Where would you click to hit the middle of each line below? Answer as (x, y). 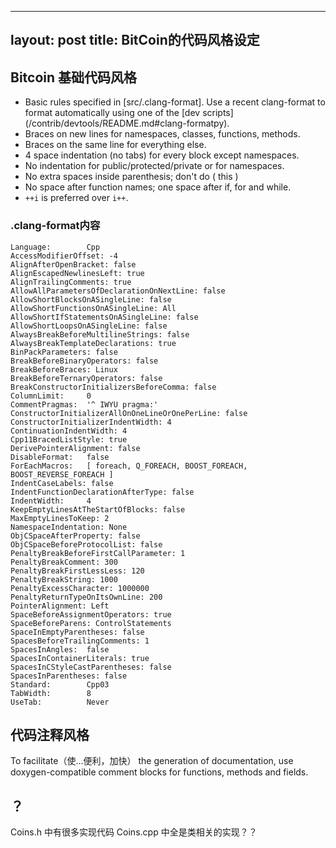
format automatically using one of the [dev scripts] (129, 113)
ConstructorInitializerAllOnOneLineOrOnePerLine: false (129, 413)
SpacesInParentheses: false (69, 676)
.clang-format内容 (55, 226)
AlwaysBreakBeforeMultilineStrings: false (100, 334)
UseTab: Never (60, 702)
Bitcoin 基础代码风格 (74, 77)
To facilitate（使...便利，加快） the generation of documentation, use (152, 761)
